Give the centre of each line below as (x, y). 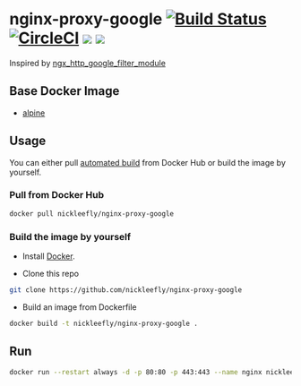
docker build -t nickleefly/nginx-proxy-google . (104, 323)
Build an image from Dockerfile (79, 307)
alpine (34, 113)
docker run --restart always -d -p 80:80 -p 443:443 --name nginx (136, 372)
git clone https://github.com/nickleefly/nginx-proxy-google (126, 290)
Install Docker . (48, 256)
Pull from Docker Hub (57, 195)
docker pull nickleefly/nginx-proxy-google (92, 214)
